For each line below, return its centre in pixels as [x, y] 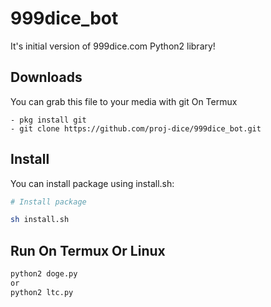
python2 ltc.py [42, 292]
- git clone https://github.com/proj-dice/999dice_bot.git [136, 128]
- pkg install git [48, 120]
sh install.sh [40, 220]
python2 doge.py [44, 274]
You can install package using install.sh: [92, 183]
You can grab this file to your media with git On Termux [124, 101]
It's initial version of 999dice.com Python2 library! [113, 46]
